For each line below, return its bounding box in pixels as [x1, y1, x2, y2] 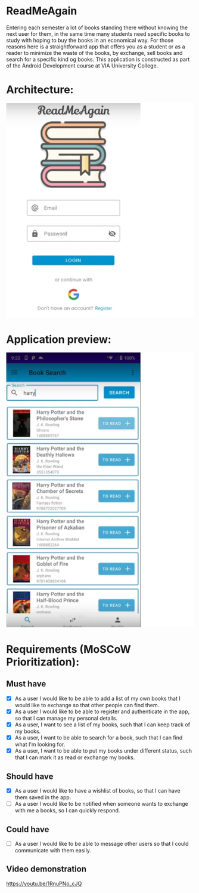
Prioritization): [6, 655, 80, 669]
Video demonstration [6, 864, 87, 874]
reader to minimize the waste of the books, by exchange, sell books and [6, 49, 183, 56]
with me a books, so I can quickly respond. [14, 807, 120, 814]
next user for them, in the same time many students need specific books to [6, 30, 191, 37]
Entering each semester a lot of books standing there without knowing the [6, 24, 188, 31]
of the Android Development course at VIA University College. [6, 62, 158, 69]
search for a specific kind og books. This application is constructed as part [6, 56, 190, 63]
